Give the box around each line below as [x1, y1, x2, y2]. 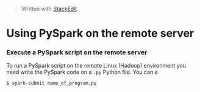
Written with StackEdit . [21, 5, 79, 12]
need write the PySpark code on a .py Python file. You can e [6, 68, 159, 76]
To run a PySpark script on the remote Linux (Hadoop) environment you [6, 62, 187, 69]
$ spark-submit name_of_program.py [6, 80, 97, 87]
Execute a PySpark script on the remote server [6, 48, 148, 57]
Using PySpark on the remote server [6, 27, 195, 40]
